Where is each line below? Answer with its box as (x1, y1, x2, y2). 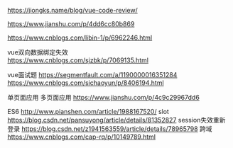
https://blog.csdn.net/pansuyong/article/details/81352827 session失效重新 (7, 116, 226, 124)
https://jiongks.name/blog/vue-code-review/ (7, 6, 139, 14)
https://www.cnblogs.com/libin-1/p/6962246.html (7, 33, 153, 42)
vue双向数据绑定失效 (7, 48, 69, 56)
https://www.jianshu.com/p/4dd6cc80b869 (7, 20, 135, 28)
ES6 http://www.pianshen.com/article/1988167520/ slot (7, 108, 169, 115)
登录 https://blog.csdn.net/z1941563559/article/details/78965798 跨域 (7, 125, 212, 133)
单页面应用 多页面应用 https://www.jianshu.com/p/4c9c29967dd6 (7, 93, 200, 101)
